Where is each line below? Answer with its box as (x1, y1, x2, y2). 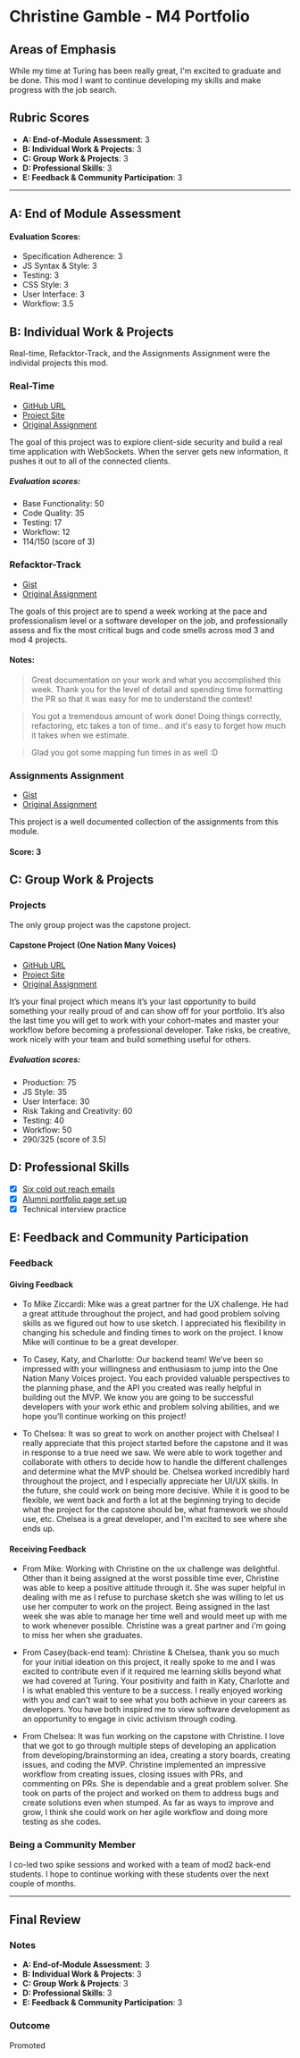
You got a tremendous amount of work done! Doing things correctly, (30, 710, 282, 721)
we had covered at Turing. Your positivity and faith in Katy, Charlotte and (21, 1676, 290, 1686)
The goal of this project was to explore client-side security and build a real (9, 436, 283, 448)
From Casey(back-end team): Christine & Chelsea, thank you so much (21, 1647, 279, 1658)
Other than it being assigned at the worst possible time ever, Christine (21, 1573, 279, 1584)
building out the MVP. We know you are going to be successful (21, 1392, 254, 1403)
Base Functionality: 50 (21, 498, 104, 509)
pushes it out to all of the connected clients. (9, 456, 171, 466)
